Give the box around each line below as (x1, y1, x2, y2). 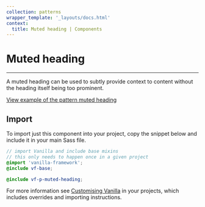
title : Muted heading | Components (12, 26, 103, 32)
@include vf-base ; (6, 165, 53, 171)
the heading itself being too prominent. (6, 85, 104, 92)
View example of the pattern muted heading (6, 96, 117, 103)
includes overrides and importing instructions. (6, 194, 122, 201)
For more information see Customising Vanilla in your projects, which (6, 187, 179, 195)
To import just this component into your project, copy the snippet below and (6, 130, 197, 137)
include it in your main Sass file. (6, 136, 87, 144)
